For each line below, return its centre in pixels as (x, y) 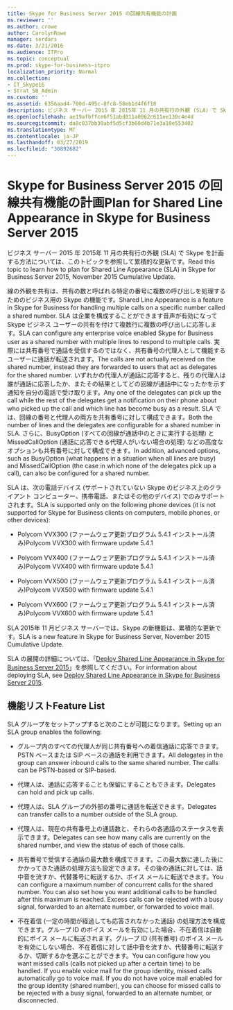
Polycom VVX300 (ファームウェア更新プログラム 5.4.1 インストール (113, 534)
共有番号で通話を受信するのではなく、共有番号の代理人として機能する (126, 350)
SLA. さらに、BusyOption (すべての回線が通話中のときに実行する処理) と (111, 433)
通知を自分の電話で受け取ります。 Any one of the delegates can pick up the (114, 392)
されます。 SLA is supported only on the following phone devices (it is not (112, 504)
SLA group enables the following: (54, 732)
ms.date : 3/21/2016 (35, 46)
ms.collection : (29, 78)
